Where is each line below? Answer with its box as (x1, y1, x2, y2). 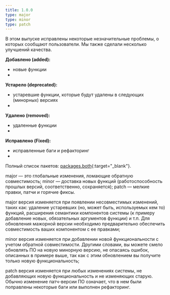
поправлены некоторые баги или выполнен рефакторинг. (5, 284, 131, 290)
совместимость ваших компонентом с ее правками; (5, 226, 120, 233)
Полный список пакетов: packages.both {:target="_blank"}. (5, 163, 132, 169)
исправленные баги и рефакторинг (12, 148, 89, 154)
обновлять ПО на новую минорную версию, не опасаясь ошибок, (5, 247, 150, 253)
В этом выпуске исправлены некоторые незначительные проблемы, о (5, 36, 159, 42)
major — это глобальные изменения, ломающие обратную (5, 173, 134, 179)
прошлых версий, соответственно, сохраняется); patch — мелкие (5, 184, 150, 190)
